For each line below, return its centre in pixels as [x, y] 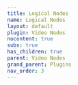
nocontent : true [30, 39]
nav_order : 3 [26, 71]
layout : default [30, 26]
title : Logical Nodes [38, 13]
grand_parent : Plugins [39, 64]
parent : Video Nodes [37, 58]
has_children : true [35, 52]
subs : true [23, 45]
